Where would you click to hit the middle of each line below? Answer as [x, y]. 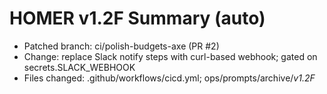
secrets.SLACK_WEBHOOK [79, 67]
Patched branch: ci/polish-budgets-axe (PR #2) [121, 46]
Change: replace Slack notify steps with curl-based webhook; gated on [170, 56]
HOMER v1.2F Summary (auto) [137, 18]
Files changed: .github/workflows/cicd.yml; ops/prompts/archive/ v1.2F [169, 78]
